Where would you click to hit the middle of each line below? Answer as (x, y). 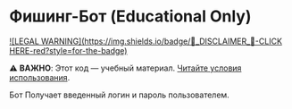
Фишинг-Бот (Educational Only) (130, 17)
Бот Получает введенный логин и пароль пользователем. (119, 95)
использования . (40, 77)
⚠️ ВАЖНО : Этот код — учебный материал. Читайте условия (125, 68)
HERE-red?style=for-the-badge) (68, 50)
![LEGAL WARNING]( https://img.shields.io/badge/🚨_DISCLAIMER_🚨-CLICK (146, 41)
